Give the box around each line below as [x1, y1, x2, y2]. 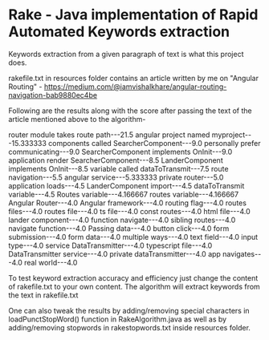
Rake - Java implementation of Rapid [8, 6, 259, 24]
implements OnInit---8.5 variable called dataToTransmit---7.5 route [8, 164, 229, 173]
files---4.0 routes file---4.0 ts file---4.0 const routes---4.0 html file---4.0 [8, 206, 251, 216]
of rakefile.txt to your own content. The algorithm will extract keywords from [8, 281, 261, 291]
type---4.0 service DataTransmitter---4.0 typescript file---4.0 [8, 241, 213, 250]
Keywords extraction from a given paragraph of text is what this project [8, 49, 244, 59]
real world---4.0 [23, 257, 78, 267]
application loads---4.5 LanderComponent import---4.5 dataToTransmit [8, 180, 245, 190]
